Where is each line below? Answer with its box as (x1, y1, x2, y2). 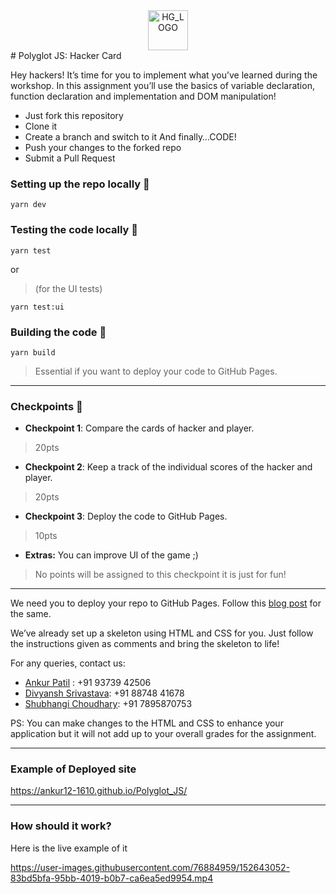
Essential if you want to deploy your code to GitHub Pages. (34, 365, 278, 377)
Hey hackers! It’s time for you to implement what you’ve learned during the (10, 69, 318, 81)
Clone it (24, 120, 58, 132)
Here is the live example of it (10, 842, 128, 854)
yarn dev (10, 200, 47, 210)
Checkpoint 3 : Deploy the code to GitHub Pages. (24, 510, 228, 523)
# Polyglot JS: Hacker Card (10, 50, 122, 61)
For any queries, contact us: (10, 657, 126, 669)
